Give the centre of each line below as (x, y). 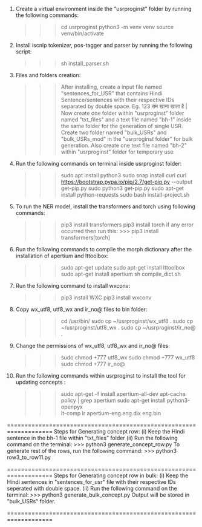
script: (24, 52)
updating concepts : (41, 382)
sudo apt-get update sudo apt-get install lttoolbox (123, 267)
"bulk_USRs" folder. (31, 501)
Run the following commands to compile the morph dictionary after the (104, 249)
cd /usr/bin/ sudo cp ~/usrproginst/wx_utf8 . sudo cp (127, 321)
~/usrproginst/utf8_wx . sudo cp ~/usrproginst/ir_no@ (128, 328)
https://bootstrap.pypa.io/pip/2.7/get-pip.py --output (127, 182)
